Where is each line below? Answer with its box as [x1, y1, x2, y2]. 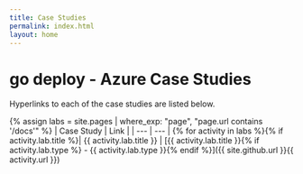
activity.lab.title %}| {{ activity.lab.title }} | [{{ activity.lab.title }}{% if [9, 135, 260, 146]
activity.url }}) [9, 154, 60, 165]
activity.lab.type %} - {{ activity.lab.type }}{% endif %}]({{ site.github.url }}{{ [9, 145, 294, 156]
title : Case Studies [9, 13, 87, 23]
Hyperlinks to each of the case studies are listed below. [9, 98, 216, 109]
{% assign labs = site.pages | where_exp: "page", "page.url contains [9, 116, 263, 127]
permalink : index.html [9, 22, 95, 31]
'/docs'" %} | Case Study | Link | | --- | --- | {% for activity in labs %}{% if [9, 125, 284, 136]
